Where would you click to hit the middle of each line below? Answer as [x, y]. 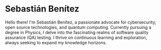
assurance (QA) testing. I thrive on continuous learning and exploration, [76, 37]
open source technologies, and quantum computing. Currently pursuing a [78, 27]
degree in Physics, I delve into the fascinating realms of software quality [77, 32]
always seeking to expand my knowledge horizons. [56, 42]
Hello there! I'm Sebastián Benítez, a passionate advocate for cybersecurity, [80, 22]
